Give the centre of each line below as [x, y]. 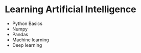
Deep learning [27, 45]
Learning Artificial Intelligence [70, 9]
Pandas [20, 34]
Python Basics [27, 23]
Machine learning [30, 40]
